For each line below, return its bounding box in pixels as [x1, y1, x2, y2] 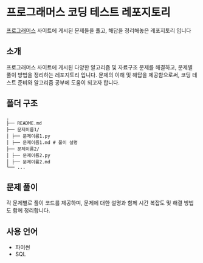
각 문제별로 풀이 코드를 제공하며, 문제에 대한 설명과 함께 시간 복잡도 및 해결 [6, 199, 183, 207]
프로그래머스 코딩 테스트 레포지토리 [6, 5, 171, 19]
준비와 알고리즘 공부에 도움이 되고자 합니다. [17, 78, 120, 86]
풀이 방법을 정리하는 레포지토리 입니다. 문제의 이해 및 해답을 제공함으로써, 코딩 [6, 71, 191, 78]
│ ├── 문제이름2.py [6, 152, 50, 159]
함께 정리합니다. [12, 207, 50, 214]
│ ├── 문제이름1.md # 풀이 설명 [6, 139, 78, 146]
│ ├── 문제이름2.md [6, 159, 50, 165]
